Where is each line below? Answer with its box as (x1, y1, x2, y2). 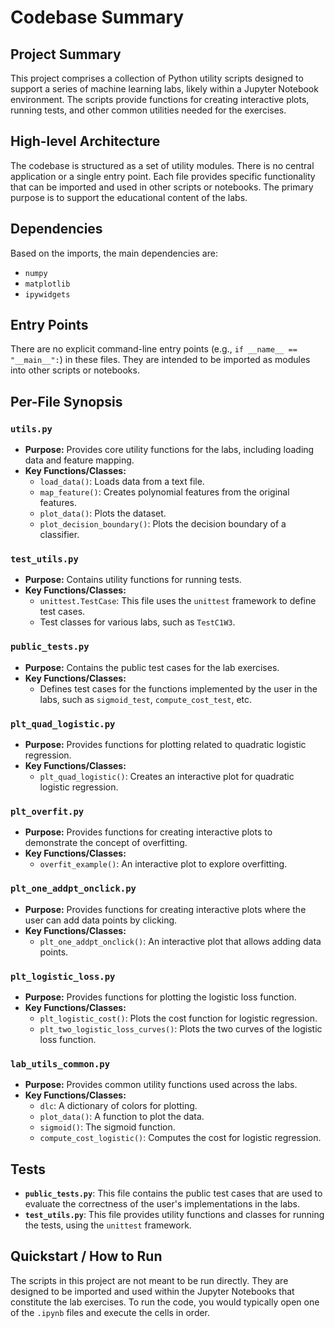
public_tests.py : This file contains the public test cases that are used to (24, 1187, 323, 1200)
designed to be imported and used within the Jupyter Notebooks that (10, 1285, 295, 1297)
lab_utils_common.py (10, 1058, 111, 1070)
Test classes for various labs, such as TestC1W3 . (39, 616, 236, 628)
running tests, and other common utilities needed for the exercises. (10, 104, 287, 116)
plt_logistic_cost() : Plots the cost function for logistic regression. (39, 1012, 318, 1024)
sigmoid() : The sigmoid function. (39, 1121, 176, 1133)
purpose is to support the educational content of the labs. (10, 191, 248, 203)
